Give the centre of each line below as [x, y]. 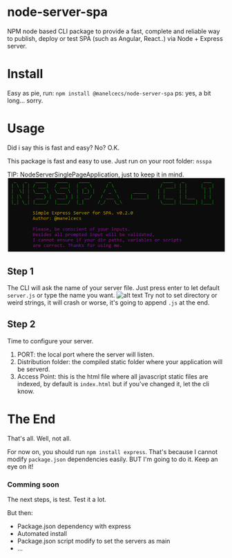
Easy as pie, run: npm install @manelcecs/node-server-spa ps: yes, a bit [109, 93]
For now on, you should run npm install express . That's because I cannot [112, 451]
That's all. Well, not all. [39, 438]
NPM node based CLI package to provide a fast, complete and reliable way [114, 31]
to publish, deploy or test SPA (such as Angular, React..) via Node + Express [115, 38]
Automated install [42, 534]
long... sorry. [25, 100]
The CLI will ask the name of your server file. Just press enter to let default [114, 287]
